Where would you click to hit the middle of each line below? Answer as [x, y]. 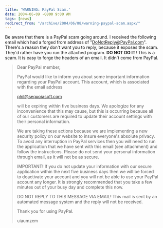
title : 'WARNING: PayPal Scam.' [38, 10]
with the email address [40, 87]
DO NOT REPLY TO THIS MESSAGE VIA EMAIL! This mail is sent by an [87, 197]
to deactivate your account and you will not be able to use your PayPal [88, 177]
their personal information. [44, 122]
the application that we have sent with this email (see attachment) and [87, 146]
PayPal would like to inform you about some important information [83, 77]
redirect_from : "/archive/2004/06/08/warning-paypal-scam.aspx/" [72, 23]
